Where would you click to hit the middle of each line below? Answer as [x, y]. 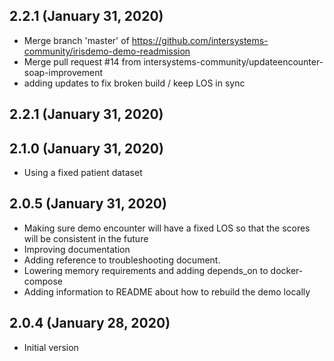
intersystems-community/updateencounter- [233, 61]
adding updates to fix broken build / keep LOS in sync [134, 83]
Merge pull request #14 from [82, 61]
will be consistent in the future [86, 238]
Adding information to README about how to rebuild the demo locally [167, 291]
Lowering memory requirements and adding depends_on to [146, 270]
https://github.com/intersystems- [200, 40]
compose [43, 281]
